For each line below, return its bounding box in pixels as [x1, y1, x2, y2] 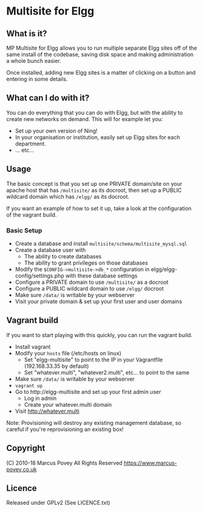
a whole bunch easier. [6, 57, 62, 64]
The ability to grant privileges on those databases [24, 259, 148, 266]
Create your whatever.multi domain [24, 401, 112, 408]
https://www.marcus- [124, 459, 178, 467]
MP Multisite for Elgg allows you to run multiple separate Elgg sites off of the [6, 44, 198, 51]
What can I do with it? [6, 93, 90, 103]
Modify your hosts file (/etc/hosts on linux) [15, 349, 122, 356]
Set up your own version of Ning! [15, 127, 98, 134]
